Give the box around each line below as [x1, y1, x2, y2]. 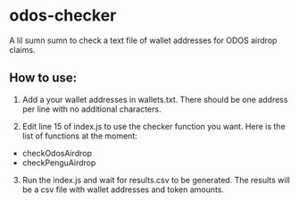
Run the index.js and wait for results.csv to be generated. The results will [21, 174, 290, 185]
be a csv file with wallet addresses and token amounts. [21, 184, 225, 195]
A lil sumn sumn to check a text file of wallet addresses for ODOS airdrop [9, 35, 278, 46]
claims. [9, 44, 36, 55]
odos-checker [9, 5, 117, 26]
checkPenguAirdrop [21, 157, 96, 168]
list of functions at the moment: [21, 130, 137, 141]
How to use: [9, 71, 78, 86]
